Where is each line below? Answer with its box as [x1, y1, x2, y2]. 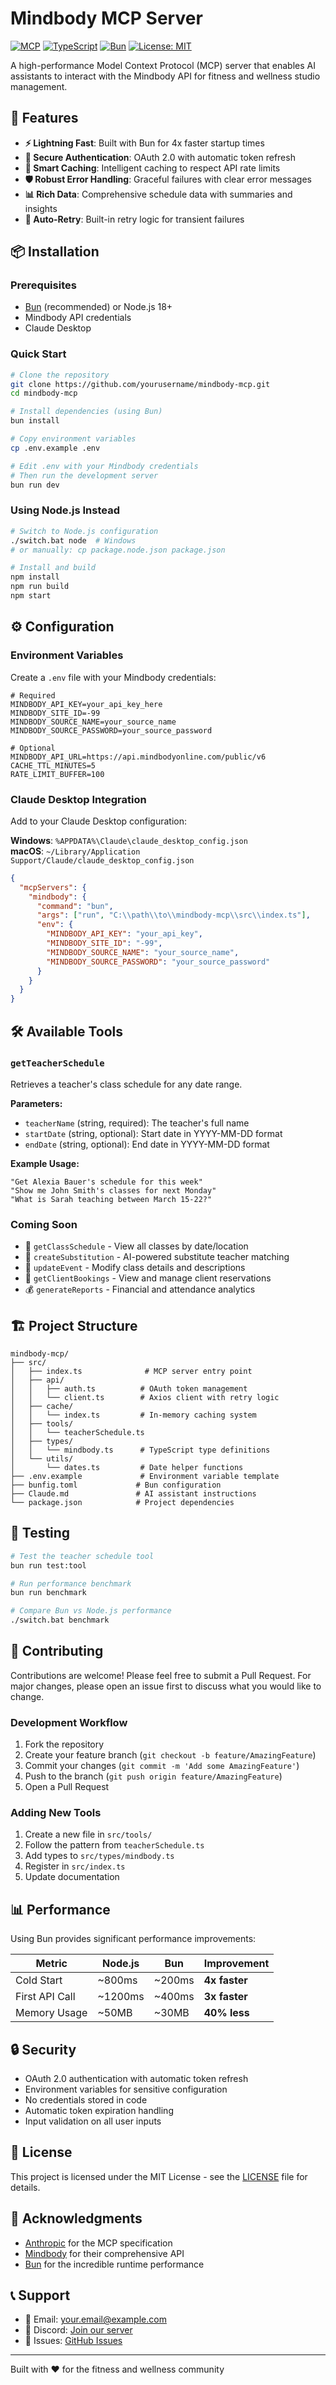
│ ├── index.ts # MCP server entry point [10, 1366, 253, 1376]
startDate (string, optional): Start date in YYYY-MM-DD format [24, 1127, 283, 1139]
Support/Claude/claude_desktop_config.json [10, 855, 195, 866]
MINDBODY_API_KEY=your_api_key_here [10, 699, 163, 709]
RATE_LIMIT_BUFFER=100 [10, 769, 105, 779]
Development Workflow [10, 1715, 128, 1729]
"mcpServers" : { [19, 882, 87, 892]
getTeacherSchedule [10, 1058, 105, 1069]
